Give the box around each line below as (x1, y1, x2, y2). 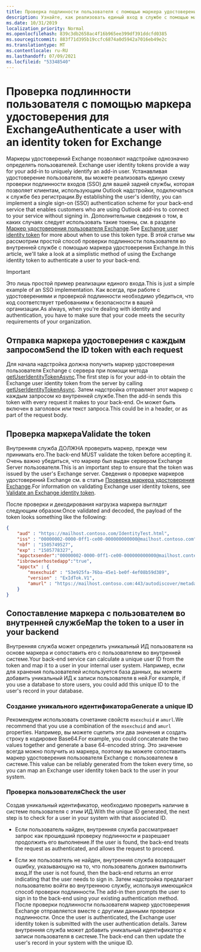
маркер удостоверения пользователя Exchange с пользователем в (6, 754, 178, 761)
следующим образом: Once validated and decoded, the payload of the (6, 507, 182, 514)
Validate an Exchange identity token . (6, 489, 96, 496)
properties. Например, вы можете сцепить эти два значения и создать (6, 728, 187, 736)
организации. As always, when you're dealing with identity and (6, 306, 162, 313)
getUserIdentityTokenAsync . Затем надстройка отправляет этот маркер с (6, 386, 193, 393)
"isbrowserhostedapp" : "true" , (17, 559, 93, 565)
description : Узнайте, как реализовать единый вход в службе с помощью (6, 14, 188, 20)
